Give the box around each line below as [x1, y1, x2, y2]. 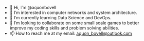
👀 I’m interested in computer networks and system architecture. [9, 10, 137, 15]
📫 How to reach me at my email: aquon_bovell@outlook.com [9, 30, 132, 36]
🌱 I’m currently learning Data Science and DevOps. [9, 15, 112, 20]
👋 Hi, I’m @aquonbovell [9, 5, 57, 10]
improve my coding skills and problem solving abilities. [9, 25, 119, 31]
